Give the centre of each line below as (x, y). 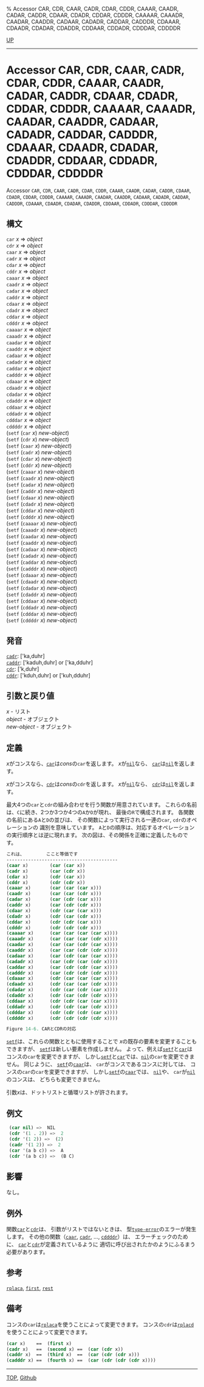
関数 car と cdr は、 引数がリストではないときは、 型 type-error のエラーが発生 (101, 1229)
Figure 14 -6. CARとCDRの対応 (41, 1029)
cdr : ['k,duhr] (23, 669)
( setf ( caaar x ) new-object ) (40, 471)
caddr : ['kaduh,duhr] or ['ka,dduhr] (49, 662)
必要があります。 (27, 1252)
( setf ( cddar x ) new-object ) (40, 510)
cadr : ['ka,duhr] (25, 655)
